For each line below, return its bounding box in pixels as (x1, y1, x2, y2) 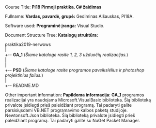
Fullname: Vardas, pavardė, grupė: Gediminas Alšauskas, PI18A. (5, 14, 134, 19)
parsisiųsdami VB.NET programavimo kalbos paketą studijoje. (5, 107, 128, 113)
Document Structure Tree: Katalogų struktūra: (5, 32, 98, 38)
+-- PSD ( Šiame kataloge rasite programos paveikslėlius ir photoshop (5, 67, 144, 73)
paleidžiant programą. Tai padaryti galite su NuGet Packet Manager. (5, 118, 140, 123)
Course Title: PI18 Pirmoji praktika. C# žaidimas (5, 4, 102, 10)
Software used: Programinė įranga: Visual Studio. (5, 23, 105, 28)
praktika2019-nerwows (5, 42, 51, 47)
